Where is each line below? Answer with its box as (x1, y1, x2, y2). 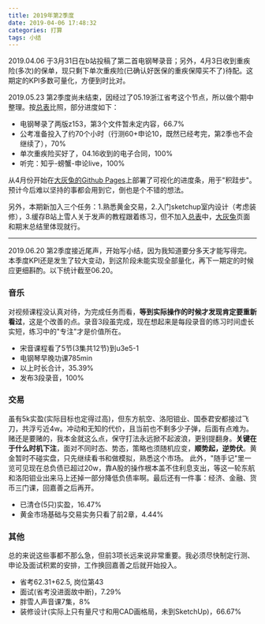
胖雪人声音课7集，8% (19, 597, 91, 607)
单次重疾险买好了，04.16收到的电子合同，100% (19, 149, 174, 159)
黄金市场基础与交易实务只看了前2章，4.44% (19, 510, 164, 519)
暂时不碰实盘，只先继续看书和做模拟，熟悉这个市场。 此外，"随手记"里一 (14, 453, 252, 462)
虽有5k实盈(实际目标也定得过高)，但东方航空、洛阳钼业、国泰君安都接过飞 (8, 413, 250, 423)
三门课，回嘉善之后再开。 (14, 483, 99, 492)
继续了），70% (19, 139, 67, 148)
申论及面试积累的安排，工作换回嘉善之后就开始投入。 (8, 561, 181, 570)
